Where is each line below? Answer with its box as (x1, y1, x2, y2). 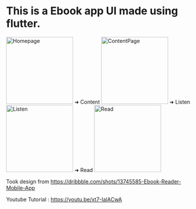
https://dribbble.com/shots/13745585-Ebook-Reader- (50, 177, 181, 185)
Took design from (6, 177, 49, 185)
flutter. (6, 17, 40, 30)
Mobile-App (6, 184, 36, 191)
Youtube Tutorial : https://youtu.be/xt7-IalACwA (6, 195, 122, 203)
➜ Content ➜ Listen (74, 98, 191, 105)
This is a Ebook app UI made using (6, 4, 178, 18)
